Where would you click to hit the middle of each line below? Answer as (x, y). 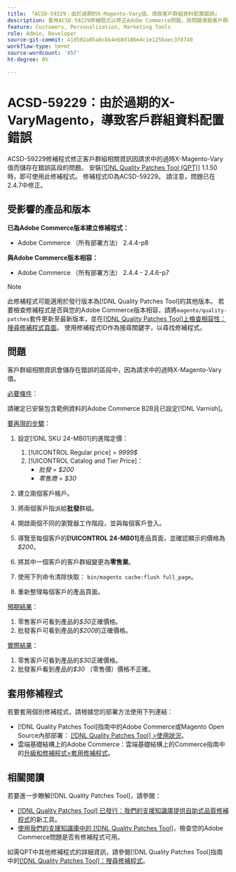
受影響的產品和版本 (49, 209)
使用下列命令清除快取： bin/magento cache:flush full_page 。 (107, 577)
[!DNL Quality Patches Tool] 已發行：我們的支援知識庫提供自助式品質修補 (123, 810)
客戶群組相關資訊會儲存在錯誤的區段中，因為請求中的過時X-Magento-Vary (114, 370)
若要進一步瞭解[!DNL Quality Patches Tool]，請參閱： (84, 795)
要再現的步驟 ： (29, 423)
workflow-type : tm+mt (39, 46)
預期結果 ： (23, 607)
